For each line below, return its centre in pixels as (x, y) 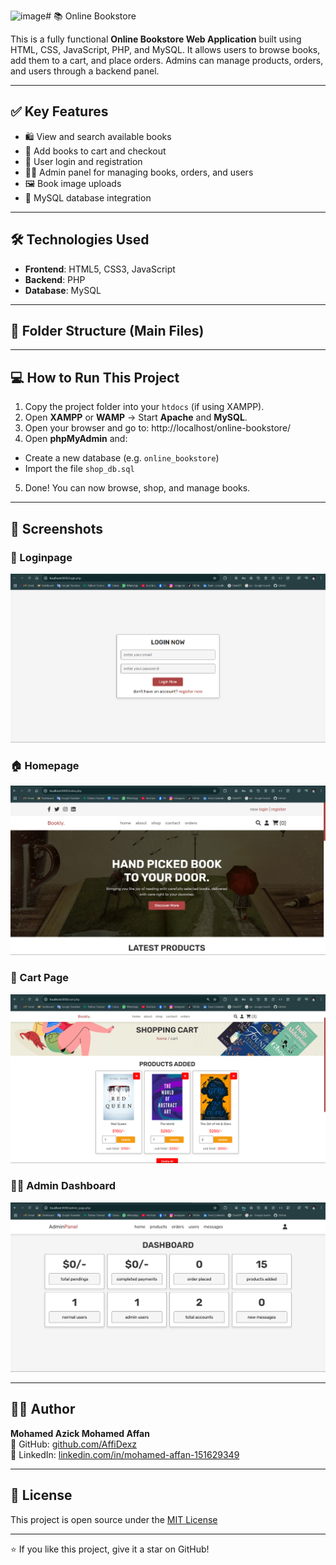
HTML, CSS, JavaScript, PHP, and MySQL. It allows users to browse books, (165, 49)
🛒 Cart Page (40, 978)
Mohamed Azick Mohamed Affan (80, 1433)
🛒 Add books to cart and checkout (95, 151)
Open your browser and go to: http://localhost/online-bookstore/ (158, 428)
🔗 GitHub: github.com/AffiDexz (74, 1444)
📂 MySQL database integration (88, 197)
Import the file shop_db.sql (79, 469)
